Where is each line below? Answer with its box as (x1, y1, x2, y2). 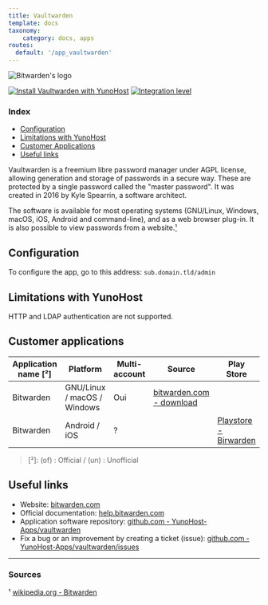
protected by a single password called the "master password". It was (8, 182, 235, 192)
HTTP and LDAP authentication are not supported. (8, 311, 174, 321)
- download (152, 397, 198, 408)
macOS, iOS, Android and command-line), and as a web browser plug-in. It (8, 215, 254, 224)
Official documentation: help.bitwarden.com (19, 508, 165, 517)
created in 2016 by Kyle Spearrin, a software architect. (8, 191, 187, 200)
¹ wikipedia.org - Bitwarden (8, 587, 97, 597)
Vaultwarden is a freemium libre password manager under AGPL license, (8, 165, 246, 175)
